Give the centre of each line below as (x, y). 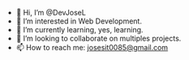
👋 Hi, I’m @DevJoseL (51, 13)
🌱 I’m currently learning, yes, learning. (79, 30)
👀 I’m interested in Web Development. (79, 21)
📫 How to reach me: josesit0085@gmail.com (92, 47)
